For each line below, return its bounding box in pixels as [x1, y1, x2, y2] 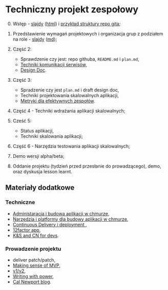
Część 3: [12, 77, 32, 83]
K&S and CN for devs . [12, 232, 59, 239]
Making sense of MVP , [12, 262, 60, 268]
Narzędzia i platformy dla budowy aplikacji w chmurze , [12, 216, 129, 222]
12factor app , [12, 227, 41, 233]
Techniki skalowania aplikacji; [20, 133, 83, 139]
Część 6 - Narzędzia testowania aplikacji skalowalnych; [12, 143, 131, 149]
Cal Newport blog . [12, 279, 52, 285]
